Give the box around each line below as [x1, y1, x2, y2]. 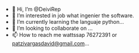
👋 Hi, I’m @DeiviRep [11, 6, 61, 13]
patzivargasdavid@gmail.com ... [11, 40, 89, 47]
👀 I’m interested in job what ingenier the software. [11, 12, 134, 19]
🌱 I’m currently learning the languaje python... [11, 18, 124, 25]
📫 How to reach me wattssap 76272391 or [11, 32, 118, 38]
